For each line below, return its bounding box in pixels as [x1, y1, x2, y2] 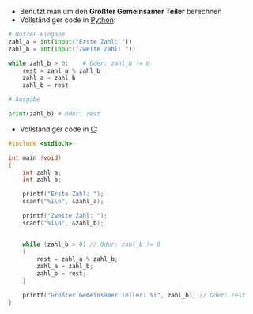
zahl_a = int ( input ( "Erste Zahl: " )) [8, 37, 133, 46]
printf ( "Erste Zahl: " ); [22, 190, 104, 199]
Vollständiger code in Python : [19, 15, 116, 25]
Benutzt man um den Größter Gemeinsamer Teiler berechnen [19, 7, 222, 16]
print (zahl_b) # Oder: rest [8, 110, 101, 118]
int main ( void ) [8, 153, 62, 161]
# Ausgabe [8, 96, 41, 104]
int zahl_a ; [22, 168, 62, 176]
